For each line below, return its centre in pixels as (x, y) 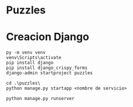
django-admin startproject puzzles (50, 73)
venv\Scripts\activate (34, 58)
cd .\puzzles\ (23, 83)
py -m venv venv (26, 53)
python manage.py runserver (40, 99)
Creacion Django (48, 37)
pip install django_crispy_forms (47, 68)
